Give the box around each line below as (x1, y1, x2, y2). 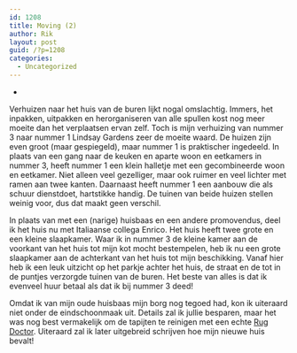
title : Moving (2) (9, 21, 77, 30)
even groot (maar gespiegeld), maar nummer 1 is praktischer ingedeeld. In (9, 141, 279, 151)
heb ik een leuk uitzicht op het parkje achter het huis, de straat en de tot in (9, 262, 281, 272)
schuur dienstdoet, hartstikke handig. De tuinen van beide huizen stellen (9, 188, 273, 199)
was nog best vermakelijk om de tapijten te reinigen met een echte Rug (9, 316, 269, 327)
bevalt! (9, 335, 35, 346)
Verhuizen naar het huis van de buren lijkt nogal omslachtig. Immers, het (9, 104, 273, 114)
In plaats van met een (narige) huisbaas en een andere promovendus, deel (9, 214, 281, 226)
